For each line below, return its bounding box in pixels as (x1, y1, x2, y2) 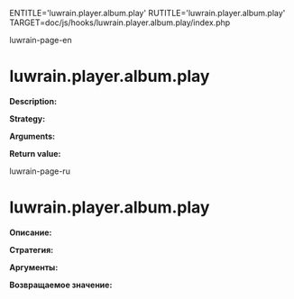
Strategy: (9, 113, 46, 124)
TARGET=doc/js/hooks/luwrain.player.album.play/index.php (9, 17, 231, 28)
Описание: (9, 227, 52, 238)
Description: (9, 95, 57, 106)
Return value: (9, 148, 61, 159)
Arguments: (9, 131, 56, 141)
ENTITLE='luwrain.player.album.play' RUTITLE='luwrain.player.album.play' (9, 8, 286, 18)
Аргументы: (9, 261, 59, 273)
